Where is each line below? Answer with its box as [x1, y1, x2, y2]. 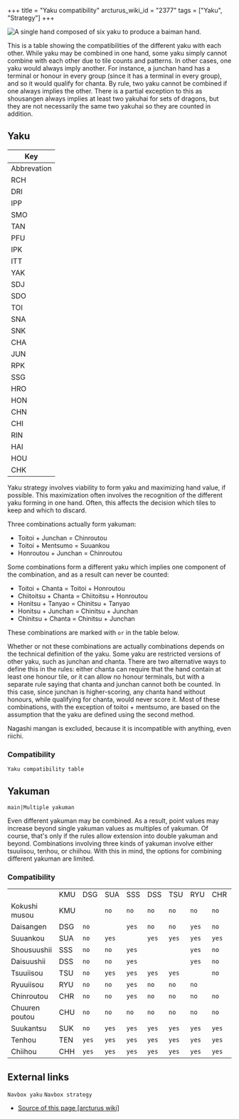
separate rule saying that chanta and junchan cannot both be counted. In [7, 679, 221, 688]
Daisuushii [11, 956, 46, 966]
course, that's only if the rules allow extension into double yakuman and [7, 831, 218, 840]
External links [7, 1070, 70, 1083]
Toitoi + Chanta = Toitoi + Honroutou [17, 584, 126, 592]
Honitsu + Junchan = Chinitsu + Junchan [17, 607, 139, 615]
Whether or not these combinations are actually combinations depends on [7, 642, 225, 650]
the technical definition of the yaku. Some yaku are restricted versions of [7, 649, 221, 658]
